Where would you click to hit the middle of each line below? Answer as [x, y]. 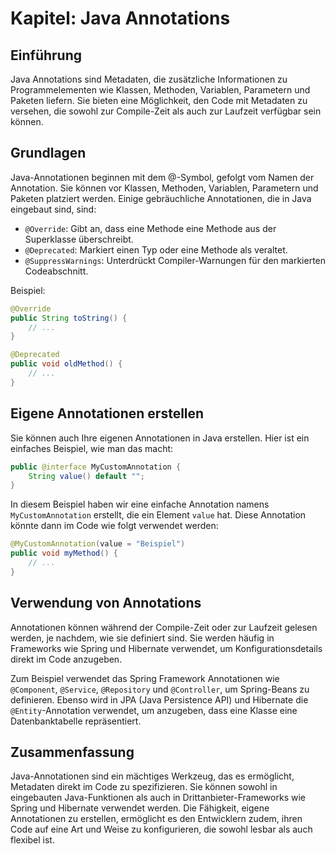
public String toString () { [69, 318]
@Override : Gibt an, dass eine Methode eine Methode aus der [150, 228]
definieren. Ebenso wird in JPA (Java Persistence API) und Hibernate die [159, 699]
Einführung [46, 55]
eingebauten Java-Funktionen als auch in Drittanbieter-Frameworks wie [158, 798]
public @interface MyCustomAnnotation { [96, 467]
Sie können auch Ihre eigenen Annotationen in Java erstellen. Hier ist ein [160, 438]
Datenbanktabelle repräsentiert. [76, 721]
